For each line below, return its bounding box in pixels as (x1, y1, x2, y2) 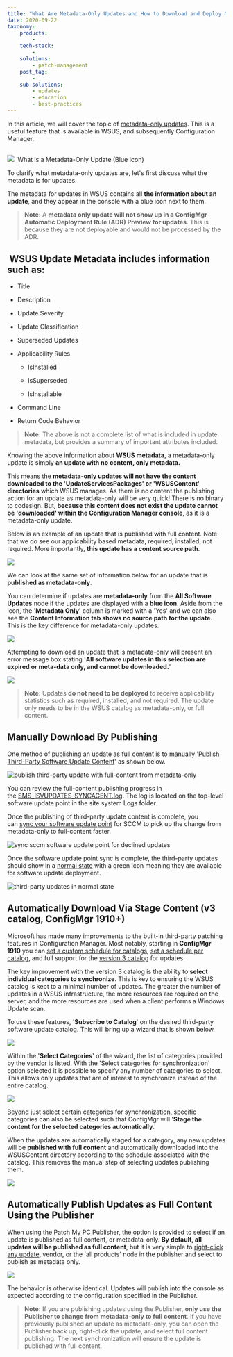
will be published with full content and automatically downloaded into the (7, 1143, 219, 1151)
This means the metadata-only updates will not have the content (7, 472, 196, 480)
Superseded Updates (17, 336, 78, 345)
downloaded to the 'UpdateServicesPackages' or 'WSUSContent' (7, 479, 200, 488)
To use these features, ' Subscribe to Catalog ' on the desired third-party (7, 1017, 214, 1026)
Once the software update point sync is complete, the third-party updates (7, 854, 218, 862)
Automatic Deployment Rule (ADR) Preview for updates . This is (24, 218, 209, 227)
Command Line (17, 404, 61, 412)
